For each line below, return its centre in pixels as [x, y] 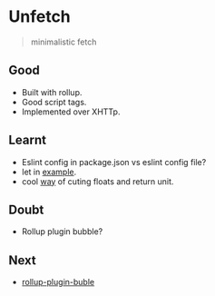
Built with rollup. [52, 92]
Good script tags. [54, 102]
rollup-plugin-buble [58, 282]
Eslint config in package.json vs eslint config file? [114, 162]
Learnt [28, 140]
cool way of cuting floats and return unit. [98, 181]
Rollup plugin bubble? [62, 232]
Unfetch [40, 17]
